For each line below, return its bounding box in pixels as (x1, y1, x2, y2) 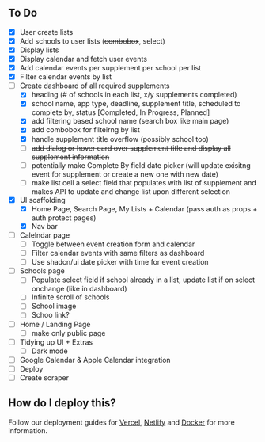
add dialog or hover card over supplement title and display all (31, 143, 231, 153)
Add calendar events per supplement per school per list (19, 63, 202, 73)
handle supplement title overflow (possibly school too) (31, 134, 210, 143)
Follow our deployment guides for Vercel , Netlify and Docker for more (8, 417, 235, 427)
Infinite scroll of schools (31, 292, 110, 302)
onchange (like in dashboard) (31, 284, 128, 294)
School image (31, 301, 77, 311)
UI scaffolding (19, 195, 66, 204)
